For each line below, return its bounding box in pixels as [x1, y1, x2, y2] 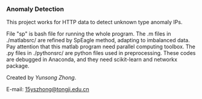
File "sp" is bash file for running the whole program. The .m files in [6, 30, 171, 37]
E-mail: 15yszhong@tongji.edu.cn [6, 86, 89, 93]
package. [6, 62, 30, 69]
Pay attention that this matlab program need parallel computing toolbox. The [6, 43, 196, 50]
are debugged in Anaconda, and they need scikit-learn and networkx [6, 56, 178, 63]
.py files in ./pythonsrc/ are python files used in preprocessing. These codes [6, 49, 196, 57]
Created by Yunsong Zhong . [6, 74, 77, 81]
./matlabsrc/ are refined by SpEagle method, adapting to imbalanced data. [6, 37, 190, 44]
